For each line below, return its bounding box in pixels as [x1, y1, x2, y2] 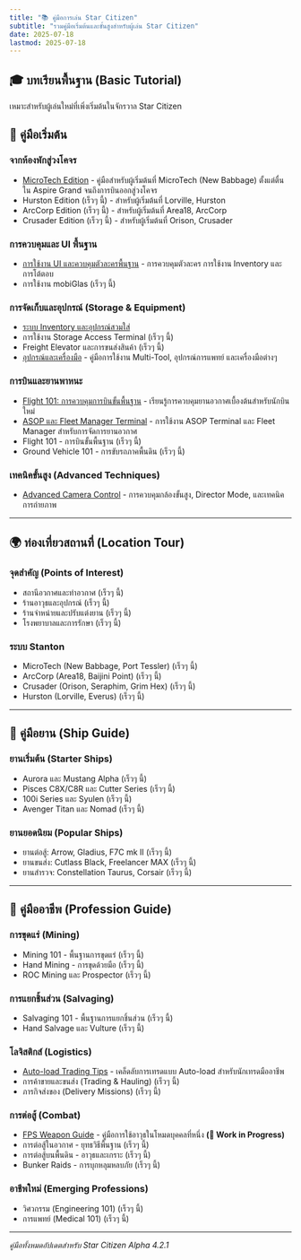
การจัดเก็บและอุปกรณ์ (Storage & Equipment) [9, 301, 186, 314]
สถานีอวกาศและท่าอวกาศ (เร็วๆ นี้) [21, 587, 124, 597]
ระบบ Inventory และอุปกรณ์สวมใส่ [21, 322, 131, 333]
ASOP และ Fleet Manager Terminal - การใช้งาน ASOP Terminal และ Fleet [21, 415, 276, 426]
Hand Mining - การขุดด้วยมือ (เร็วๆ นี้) [21, 959, 145, 969]
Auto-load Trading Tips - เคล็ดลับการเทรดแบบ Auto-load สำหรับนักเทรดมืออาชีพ [21, 1066, 285, 1077]
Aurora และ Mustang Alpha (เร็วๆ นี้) [21, 773, 148, 784]
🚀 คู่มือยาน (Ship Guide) [9, 726, 130, 741]
